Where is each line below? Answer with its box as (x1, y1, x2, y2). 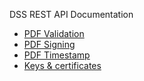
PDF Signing (23, 39, 76, 50)
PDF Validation (23, 28, 85, 39)
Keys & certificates (23, 60, 102, 71)
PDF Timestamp (23, 49, 91, 61)
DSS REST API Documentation (9, 9, 134, 20)
